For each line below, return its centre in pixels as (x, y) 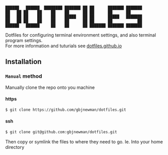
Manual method (24, 76)
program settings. (24, 40)
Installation (23, 62)
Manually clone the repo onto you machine (50, 87)
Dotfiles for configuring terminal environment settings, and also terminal (81, 35)
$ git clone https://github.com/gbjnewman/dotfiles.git (66, 110)
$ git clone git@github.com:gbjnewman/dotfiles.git (61, 132)
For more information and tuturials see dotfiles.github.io (64, 46)
